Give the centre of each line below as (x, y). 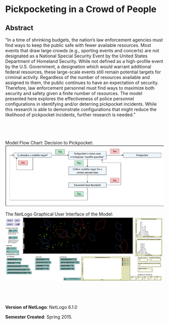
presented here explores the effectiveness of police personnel (70, 99)
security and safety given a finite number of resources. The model (74, 93)
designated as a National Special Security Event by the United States (76, 56)
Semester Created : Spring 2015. (39, 317)
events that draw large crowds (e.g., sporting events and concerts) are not (82, 51)
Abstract (19, 28)
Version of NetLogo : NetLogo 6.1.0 (41, 307)
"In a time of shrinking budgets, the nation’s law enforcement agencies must (84, 40)
